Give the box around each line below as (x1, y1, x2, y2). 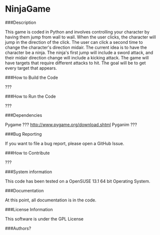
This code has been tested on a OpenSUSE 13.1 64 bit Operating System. (5, 178, 150, 184)
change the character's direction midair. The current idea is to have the (5, 44, 147, 50)
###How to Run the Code (5, 93, 56, 99)
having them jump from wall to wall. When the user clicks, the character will (5, 34, 156, 40)
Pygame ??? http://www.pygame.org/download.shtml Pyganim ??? (5, 122, 137, 127)
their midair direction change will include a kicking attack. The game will (5, 54, 149, 60)
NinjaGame (5, 3, 51, 15)
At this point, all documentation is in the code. (5, 197, 96, 203)
